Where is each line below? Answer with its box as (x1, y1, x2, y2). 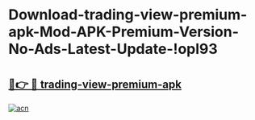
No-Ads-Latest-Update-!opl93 (8, 40, 218, 58)
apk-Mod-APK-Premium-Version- (8, 23, 240, 41)
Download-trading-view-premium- (8, 6, 248, 24)
